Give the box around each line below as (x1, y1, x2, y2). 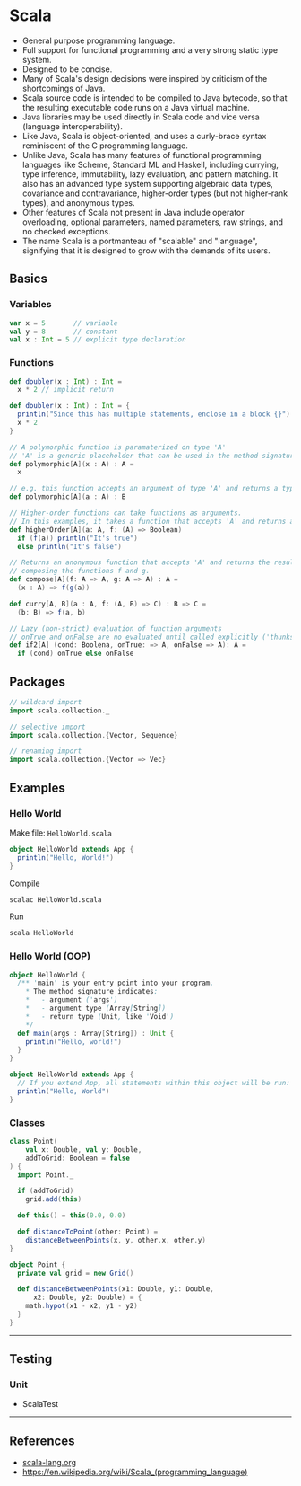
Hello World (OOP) (9, 950, 91, 962)
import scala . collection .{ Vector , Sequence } (9, 730, 178, 739)
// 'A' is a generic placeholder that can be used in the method (9, 451, 258, 460)
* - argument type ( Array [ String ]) (25, 1004, 167, 1013)
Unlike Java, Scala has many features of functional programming (21, 149, 262, 160)
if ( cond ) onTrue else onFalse (17, 649, 134, 659)
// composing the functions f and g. (9, 567, 150, 576)
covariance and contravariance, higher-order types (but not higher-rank (21, 188, 288, 199)
